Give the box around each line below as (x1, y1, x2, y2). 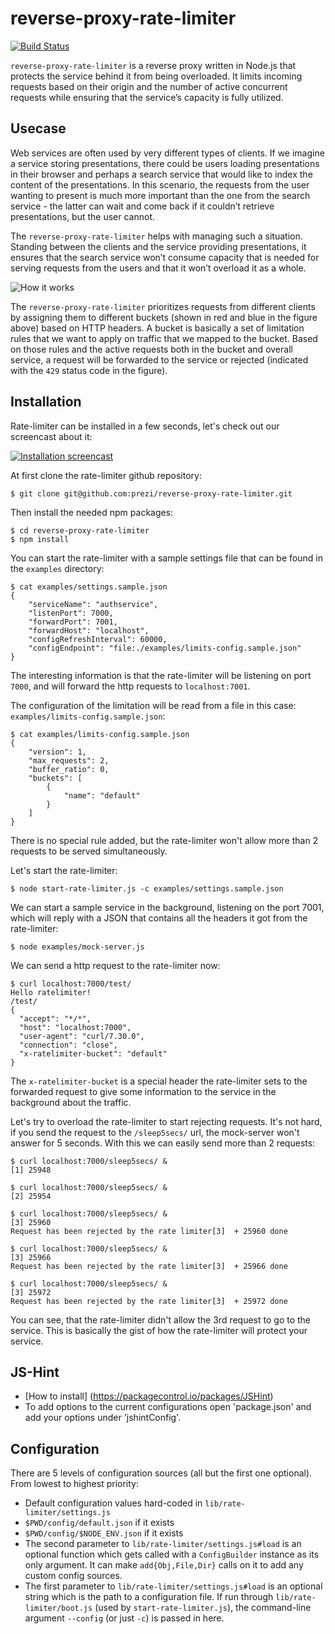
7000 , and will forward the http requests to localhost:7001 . (10, 680, 251, 692)
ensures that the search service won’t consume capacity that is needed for (10, 251, 320, 263)
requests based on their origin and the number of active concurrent (10, 80, 288, 92)
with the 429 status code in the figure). (10, 364, 168, 376)
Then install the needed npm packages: (10, 506, 174, 518)
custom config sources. (24, 1570, 123, 1582)
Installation (10, 393, 82, 411)
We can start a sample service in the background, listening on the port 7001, (10, 901, 325, 913)
